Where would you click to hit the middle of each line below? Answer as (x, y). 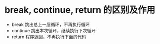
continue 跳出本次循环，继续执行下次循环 (54, 30)
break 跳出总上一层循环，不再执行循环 (51, 24)
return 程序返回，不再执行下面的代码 (49, 37)
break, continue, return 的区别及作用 (80, 10)
